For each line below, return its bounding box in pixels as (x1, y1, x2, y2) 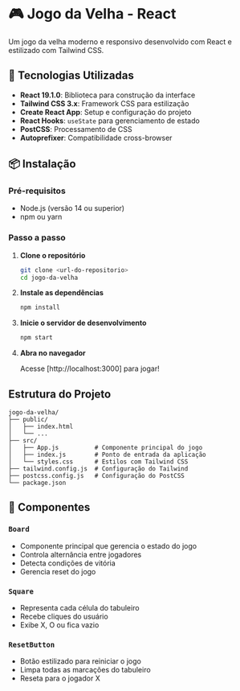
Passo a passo (8, 232, 66, 244)
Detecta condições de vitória (19, 558, 116, 568)
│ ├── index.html (8, 422, 74, 431)
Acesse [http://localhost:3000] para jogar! (19, 364, 160, 373)
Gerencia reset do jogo (19, 566, 96, 576)
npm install (19, 303, 60, 312)
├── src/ (8, 437, 38, 445)
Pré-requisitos (8, 185, 66, 196)
